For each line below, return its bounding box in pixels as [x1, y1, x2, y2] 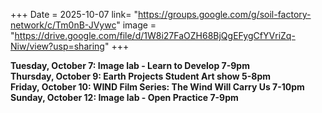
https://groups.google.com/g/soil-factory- [137, 9, 312, 20]
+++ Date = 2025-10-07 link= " [10, 9, 138, 20]
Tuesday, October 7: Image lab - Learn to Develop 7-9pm [10, 60, 250, 71]
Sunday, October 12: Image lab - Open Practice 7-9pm [10, 92, 239, 103]
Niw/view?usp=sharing [10, 40, 105, 52]
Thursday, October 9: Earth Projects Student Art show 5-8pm [10, 70, 272, 82]
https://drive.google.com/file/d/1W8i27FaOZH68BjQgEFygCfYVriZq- [14, 30, 296, 41]
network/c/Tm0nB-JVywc [10, 19, 117, 31]
